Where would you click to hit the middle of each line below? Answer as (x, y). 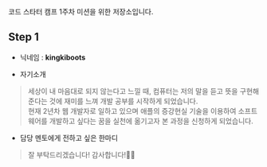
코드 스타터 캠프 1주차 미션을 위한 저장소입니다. (81, 12)
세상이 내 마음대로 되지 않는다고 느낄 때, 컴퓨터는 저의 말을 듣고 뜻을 (133, 91)
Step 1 (24, 37)
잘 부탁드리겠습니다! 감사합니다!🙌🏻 (81, 154)
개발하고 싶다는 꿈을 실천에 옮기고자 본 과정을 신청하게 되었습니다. (151, 121)
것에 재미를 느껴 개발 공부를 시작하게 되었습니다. (124, 101)
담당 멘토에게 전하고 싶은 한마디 (69, 138)
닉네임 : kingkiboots (53, 57)
